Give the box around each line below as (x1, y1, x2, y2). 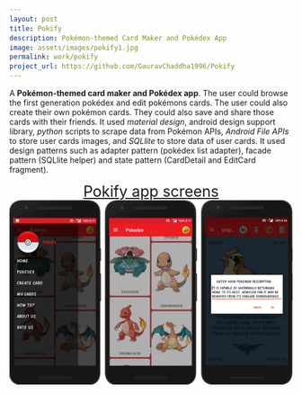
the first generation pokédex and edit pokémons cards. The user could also (9, 97, 289, 108)
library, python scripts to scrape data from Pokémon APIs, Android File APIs (9, 126, 289, 137)
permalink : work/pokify (9, 52, 99, 62)
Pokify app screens (83, 182, 219, 201)
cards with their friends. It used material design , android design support (9, 117, 276, 127)
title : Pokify (9, 23, 63, 33)
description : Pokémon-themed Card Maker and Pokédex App (9, 33, 227, 42)
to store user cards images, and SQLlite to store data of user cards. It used (9, 136, 286, 146)
